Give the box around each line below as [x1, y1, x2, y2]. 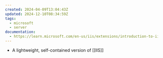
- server [9, 25, 27, 30]
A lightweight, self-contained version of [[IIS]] [12, 47, 104, 53]
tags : [5, 16, 16, 21]
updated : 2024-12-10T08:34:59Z [5, 12, 68, 16]
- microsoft [9, 20, 34, 26]
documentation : [5, 29, 36, 34]
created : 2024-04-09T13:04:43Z [5, 7, 68, 12]
